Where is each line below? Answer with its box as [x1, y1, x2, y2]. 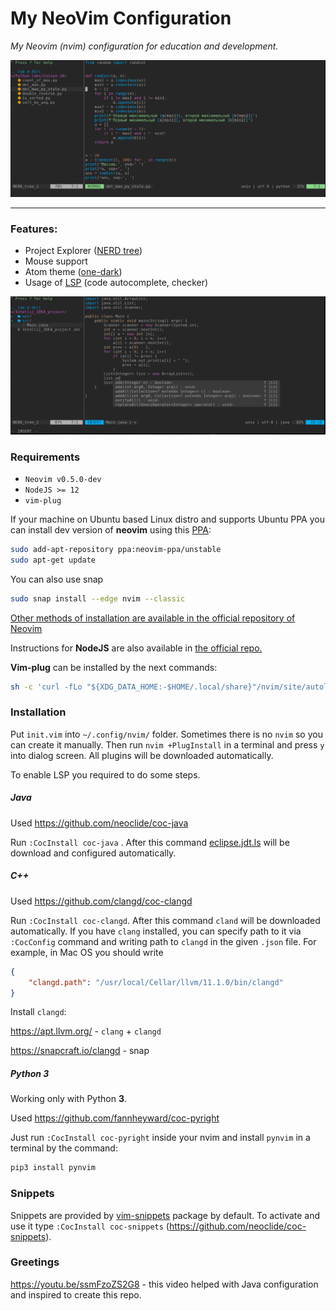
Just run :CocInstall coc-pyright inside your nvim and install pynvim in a [10, 1132, 311, 1144]
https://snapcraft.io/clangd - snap [10, 1045, 150, 1057]
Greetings [10, 1255, 60, 1269]
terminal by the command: [10, 1142, 118, 1154]
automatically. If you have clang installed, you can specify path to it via [10, 925, 302, 937]
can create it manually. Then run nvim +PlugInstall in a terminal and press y [10, 738, 325, 751]
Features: [10, 222, 58, 236]
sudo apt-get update [10, 555, 97, 565]
